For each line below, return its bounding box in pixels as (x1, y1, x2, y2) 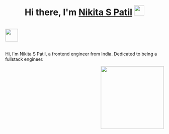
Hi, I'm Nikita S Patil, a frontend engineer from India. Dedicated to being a (5, 51, 157, 57)
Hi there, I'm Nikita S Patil (24, 7, 132, 18)
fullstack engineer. (5, 56, 44, 62)
